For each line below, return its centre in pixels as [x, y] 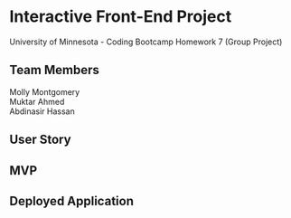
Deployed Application [71, 201]
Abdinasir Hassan [42, 111]
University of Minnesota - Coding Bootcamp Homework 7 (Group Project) [146, 42]
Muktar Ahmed [37, 101]
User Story [40, 140]
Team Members [54, 70]
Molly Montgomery [45, 91]
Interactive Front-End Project [121, 17]
